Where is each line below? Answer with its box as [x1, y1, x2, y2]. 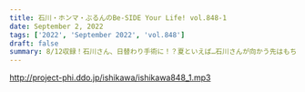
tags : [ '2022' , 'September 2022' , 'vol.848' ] [9, 30, 185, 39]
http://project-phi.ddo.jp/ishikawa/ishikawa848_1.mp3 [9, 72, 211, 83]
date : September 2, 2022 [9, 22, 104, 31]
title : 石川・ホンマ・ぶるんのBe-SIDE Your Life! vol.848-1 [9, 13, 228, 23]
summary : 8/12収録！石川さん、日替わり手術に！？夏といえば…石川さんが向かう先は [9, 47, 284, 56]
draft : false [9, 38, 59, 48]
